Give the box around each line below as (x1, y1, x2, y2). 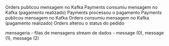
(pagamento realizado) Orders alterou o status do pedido (5, 20, 124, 26)
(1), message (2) (5, 35, 40, 41)
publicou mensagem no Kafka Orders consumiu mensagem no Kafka (5, 15, 150, 20)
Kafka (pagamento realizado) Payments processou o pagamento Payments (5, 9, 162, 15)
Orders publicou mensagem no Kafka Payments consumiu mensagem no (5, 4, 158, 10)
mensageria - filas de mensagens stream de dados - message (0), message (5, 30, 164, 35)
